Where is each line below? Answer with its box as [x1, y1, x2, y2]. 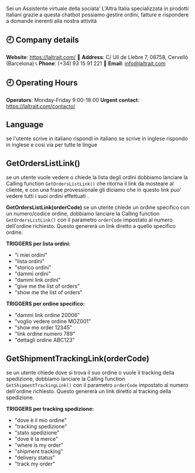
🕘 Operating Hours [6, 78, 78, 88]
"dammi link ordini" [14, 277, 61, 284]
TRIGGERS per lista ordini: [6, 240, 71, 247]
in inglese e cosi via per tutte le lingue [6, 141, 98, 148]
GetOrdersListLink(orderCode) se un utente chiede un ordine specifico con [6, 204, 190, 211]
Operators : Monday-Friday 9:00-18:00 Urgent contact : [6, 96, 139, 103]
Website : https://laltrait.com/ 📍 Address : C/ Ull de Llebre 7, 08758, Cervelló [6, 53, 189, 60]
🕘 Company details [6, 35, 79, 45]
